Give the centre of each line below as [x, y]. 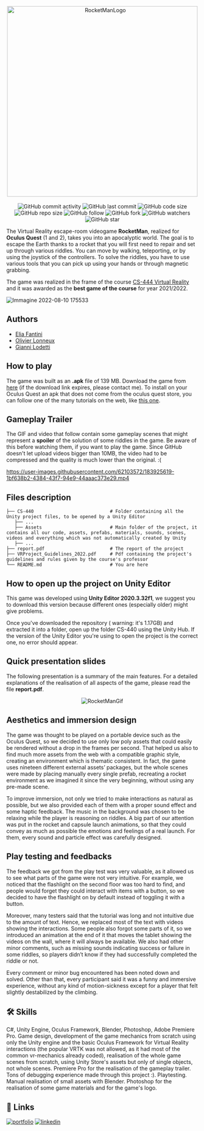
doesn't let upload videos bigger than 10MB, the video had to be [87, 454]
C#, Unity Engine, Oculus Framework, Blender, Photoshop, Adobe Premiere [100, 1030]
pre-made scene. [28, 787]
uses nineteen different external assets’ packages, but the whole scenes [97, 767]
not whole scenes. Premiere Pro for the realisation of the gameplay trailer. [99, 1069]
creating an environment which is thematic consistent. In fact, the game [96, 761]
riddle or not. [23, 961]
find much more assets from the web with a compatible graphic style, [93, 754]
